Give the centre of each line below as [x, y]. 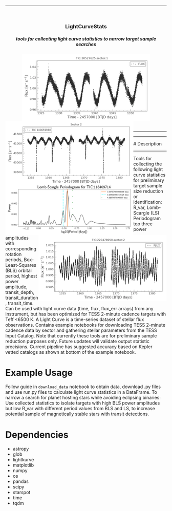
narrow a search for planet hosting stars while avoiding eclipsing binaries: [83, 398]
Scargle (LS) [146, 212]
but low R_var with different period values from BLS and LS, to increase [80, 409]
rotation [14, 254]
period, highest [21, 276]
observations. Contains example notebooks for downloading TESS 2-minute [85, 325]
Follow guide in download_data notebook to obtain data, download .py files [83, 387]
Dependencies [37, 434]
